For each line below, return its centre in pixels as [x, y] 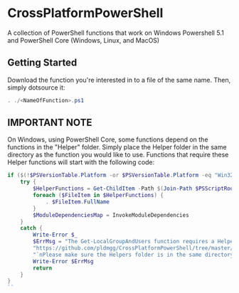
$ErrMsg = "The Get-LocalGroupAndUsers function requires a [124, 242]
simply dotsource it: [36, 87]
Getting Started [42, 63]
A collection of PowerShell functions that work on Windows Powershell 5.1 [116, 33]
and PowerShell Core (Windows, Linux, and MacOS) [84, 40]
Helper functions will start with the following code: [81, 162]
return [43, 268]
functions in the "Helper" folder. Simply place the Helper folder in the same [117, 147]
